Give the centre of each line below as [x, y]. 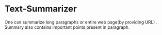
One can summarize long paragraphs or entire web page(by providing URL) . [81, 22]
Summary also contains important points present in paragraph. [67, 27]
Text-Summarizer [41, 9]
